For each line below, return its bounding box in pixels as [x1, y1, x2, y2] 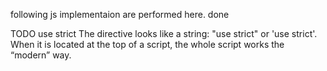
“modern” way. [10, 49, 72, 61]
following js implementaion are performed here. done [10, 9, 230, 20]
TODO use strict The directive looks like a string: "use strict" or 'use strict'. [10, 28, 318, 39]
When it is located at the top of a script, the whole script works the [10, 39, 285, 50]
